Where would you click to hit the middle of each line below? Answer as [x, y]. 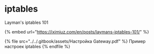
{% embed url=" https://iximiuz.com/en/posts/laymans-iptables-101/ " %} [77, 32]
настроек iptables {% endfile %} [37, 46]
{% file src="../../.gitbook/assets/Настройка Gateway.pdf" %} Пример [75, 41]
